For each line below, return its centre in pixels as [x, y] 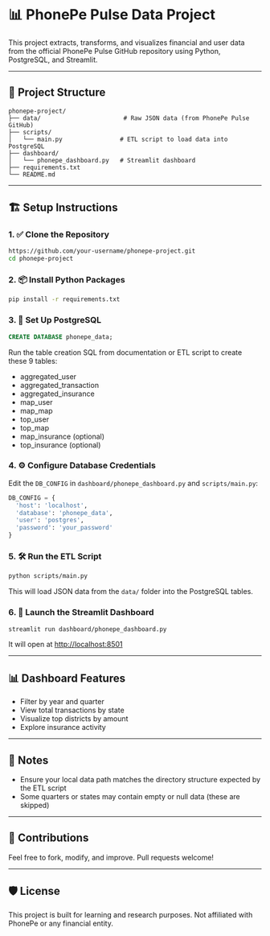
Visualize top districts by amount [74, 719]
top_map [35, 427]
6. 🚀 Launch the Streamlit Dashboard [81, 612]
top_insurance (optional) [60, 445]
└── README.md [32, 174]
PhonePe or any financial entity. [61, 923]
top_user [35, 419]
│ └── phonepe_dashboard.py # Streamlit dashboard [102, 160]
